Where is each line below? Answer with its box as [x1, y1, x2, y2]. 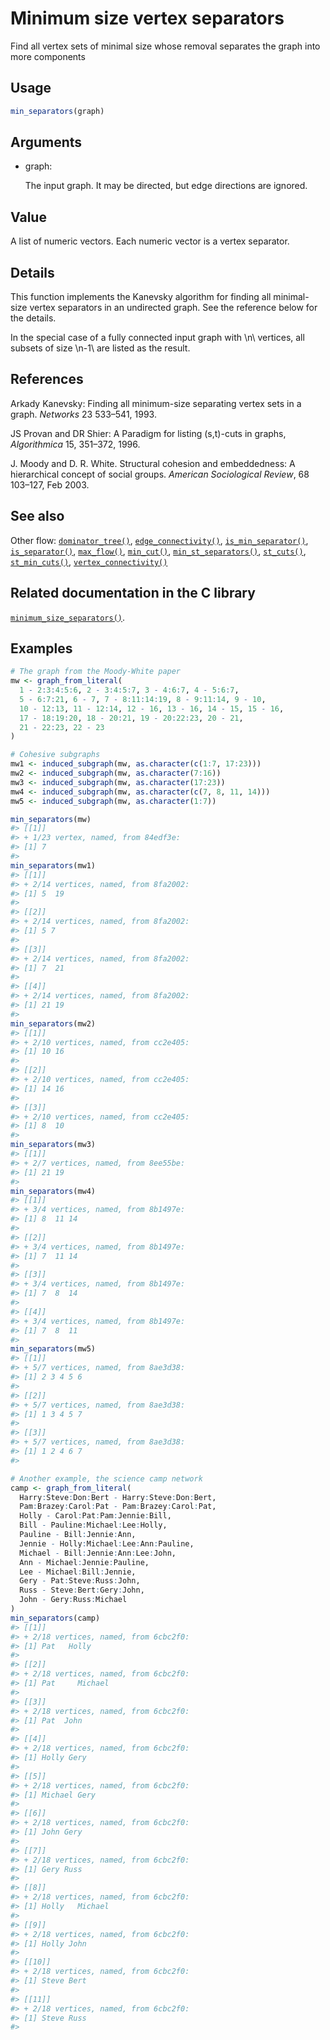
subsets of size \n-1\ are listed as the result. [10, 342, 191, 354]
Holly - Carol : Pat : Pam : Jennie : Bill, [19, 1511, 172, 1521]
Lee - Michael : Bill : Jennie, [19, 1567, 137, 1577]
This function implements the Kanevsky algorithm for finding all [10, 291, 272, 303]
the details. [10, 312, 57, 324]
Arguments [10, 134, 83, 151]
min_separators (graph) [10, 106, 105, 116]
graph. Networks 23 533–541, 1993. [10, 408, 157, 420]
